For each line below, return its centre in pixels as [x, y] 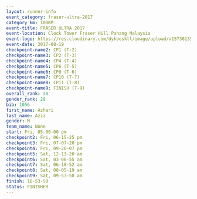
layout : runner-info [31, 11]
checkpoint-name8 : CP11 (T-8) [43, 83]
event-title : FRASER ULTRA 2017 [45, 28]
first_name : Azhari [30, 110]
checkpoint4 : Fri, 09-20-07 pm [44, 148]
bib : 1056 [18, 105]
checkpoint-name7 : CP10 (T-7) [43, 77]
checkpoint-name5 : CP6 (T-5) [42, 66]
